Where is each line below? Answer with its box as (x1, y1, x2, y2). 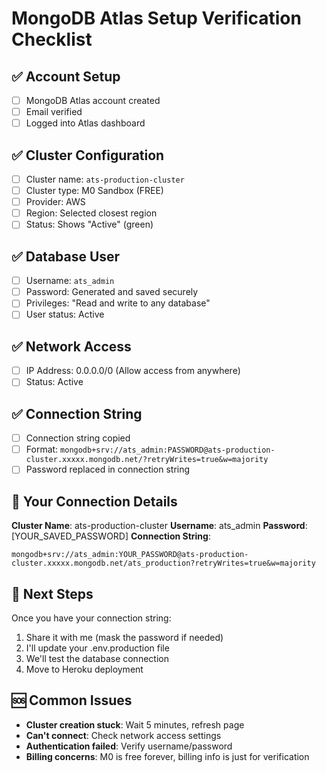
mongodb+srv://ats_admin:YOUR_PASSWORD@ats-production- (11, 550, 249, 560)
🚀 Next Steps (11, 585, 94, 602)
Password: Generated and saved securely (25, 286, 199, 298)
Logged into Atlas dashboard (25, 117, 146, 129)
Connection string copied (25, 432, 131, 444)
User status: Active (25, 308, 105, 321)
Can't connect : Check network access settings (25, 729, 222, 741)
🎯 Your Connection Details (11, 493, 178, 510)
